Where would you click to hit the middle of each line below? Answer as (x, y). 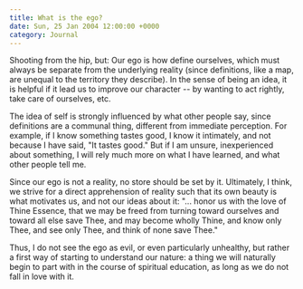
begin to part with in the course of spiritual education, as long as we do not (149, 267)
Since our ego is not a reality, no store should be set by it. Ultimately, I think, (151, 182)
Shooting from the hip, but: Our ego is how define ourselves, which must (145, 61)
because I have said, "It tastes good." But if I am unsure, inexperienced (142, 145)
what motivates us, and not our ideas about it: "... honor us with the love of (148, 201)
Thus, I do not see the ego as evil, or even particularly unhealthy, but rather (150, 248)
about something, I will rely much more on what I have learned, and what (145, 155)
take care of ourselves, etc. (60, 99)
